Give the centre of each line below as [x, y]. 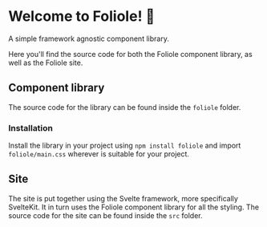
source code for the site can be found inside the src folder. [105, 215]
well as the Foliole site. [46, 63]
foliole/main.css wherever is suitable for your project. [99, 154]
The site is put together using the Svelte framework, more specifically [123, 198]
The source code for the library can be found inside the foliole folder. [125, 107]
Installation [31, 128]
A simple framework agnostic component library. [89, 39]
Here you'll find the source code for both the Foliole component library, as [130, 54]
